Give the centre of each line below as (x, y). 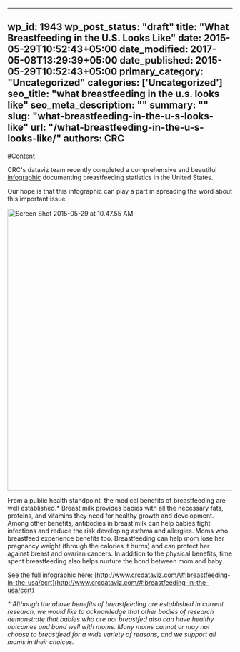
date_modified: (154, 50)
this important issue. (37, 199)
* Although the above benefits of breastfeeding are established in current (115, 603)
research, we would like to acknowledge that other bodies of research (111, 611)
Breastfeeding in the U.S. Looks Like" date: (105, 38)
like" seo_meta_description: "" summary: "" (108, 105)
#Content (21, 156)
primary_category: (161, 72)
